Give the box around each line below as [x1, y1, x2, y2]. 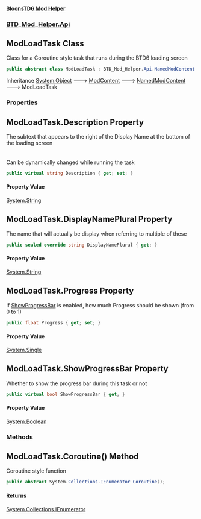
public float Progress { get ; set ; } [6, 319, 101, 326]
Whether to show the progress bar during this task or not [6, 380, 147, 387]
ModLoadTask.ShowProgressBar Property [6, 363, 169, 374]
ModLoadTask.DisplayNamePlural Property [6, 214, 173, 224]
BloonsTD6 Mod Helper [6, 5, 66, 12]
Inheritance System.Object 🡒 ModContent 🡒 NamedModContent [6, 77, 186, 84]
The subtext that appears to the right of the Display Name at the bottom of [6, 133, 191, 140]
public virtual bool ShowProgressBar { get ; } [6, 391, 125, 397]
